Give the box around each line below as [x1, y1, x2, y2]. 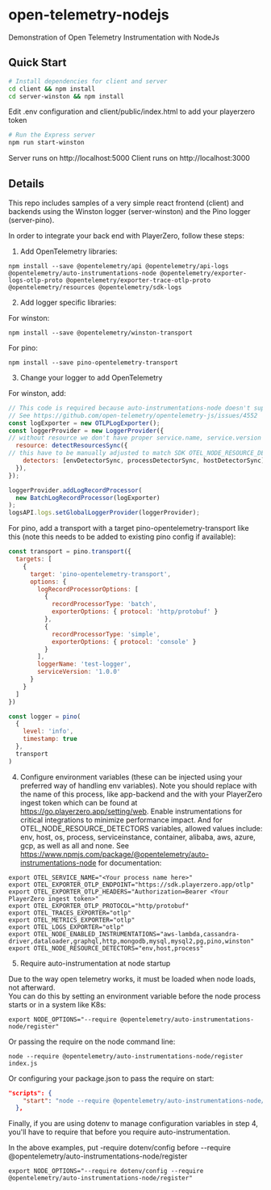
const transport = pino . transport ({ [8, 548, 131, 556]
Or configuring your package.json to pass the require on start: [8, 1073, 215, 1083]
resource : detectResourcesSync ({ [15, 442, 128, 450]
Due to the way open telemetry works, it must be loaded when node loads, [8, 973, 256, 983]
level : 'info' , [23, 727, 74, 736]
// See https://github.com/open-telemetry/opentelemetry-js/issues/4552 [8, 411, 258, 419]
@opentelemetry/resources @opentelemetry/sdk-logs [8, 283, 182, 292]
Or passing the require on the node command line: [8, 1037, 176, 1046]
